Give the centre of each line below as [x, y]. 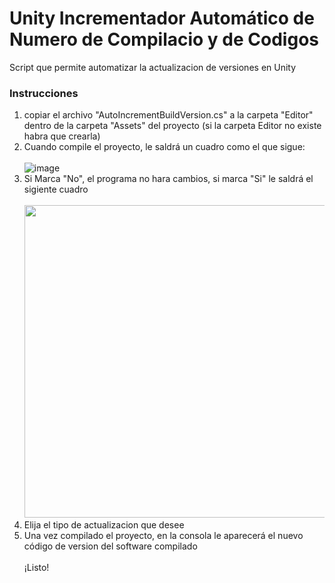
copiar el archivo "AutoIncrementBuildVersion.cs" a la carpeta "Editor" [168, 115]
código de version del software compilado [110, 546]
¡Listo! [36, 568]
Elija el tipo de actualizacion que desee [104, 525]
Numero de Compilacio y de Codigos [164, 39]
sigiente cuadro [56, 189]
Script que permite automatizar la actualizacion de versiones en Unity [153, 67]
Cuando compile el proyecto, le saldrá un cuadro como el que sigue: [164, 147]
